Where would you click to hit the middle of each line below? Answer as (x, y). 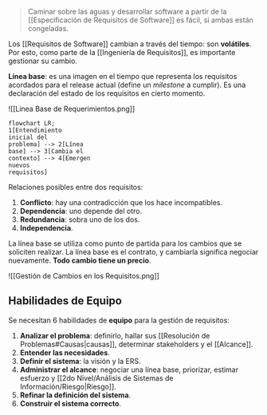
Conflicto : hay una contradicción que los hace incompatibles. (121, 202)
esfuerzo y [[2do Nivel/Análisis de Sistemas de (96, 377)
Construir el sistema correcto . (71, 403)
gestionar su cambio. (43, 61)
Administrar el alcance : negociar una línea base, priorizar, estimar (129, 370)
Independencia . (46, 228)
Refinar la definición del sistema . (75, 395)
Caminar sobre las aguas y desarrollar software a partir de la (127, 12)
